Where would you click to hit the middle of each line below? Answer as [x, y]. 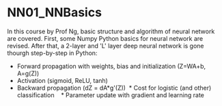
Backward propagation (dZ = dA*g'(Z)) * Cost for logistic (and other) [114, 88]
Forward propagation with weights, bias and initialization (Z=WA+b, [111, 66]
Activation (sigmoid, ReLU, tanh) [62, 80]
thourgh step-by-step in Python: [52, 53]
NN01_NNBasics [55, 13]
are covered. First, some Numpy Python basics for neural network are [105, 38]
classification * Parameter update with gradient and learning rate [111, 95]
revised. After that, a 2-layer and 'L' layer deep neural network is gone [106, 46]
